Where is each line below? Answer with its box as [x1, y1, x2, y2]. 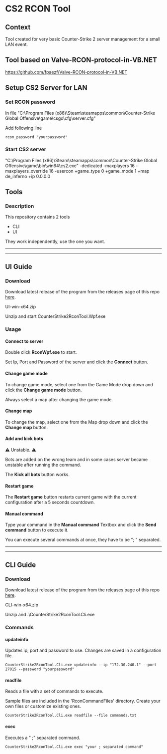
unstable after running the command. [5, 462, 81, 468]
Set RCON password [5, 98, 56, 105]
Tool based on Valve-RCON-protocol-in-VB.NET [5, 56, 158, 64]
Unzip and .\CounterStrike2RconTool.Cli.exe [5, 612, 95, 617]
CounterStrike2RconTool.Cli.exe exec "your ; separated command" [5, 744, 143, 749]
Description [5, 203, 34, 210]
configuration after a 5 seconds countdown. [5, 500, 95, 505]
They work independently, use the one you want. [5, 239, 105, 245]
